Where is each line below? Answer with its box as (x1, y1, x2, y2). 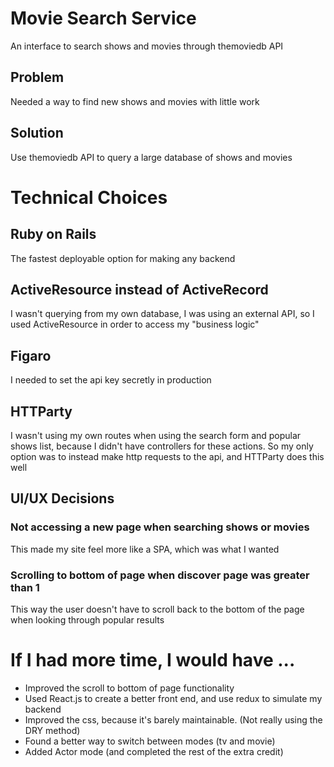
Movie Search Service (10, 7, 197, 30)
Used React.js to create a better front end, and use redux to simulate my (24, 692, 323, 704)
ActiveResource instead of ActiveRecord (10, 281, 269, 298)
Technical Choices (10, 186, 168, 209)
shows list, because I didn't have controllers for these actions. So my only (10, 440, 314, 452)
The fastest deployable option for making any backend (10, 252, 236, 264)
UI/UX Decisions (10, 490, 115, 507)
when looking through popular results (10, 613, 165, 626)
